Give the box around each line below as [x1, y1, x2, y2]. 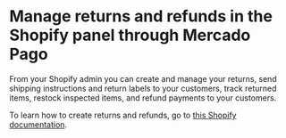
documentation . [9, 118, 68, 130]
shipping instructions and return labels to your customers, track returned [9, 83, 277, 93]
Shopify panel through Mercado [9, 25, 251, 45]
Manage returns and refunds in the [9, 6, 273, 27]
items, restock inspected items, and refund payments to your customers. [9, 92, 277, 103]
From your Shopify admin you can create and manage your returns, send [9, 73, 277, 84]
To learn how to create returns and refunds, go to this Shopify [9, 110, 237, 120]
